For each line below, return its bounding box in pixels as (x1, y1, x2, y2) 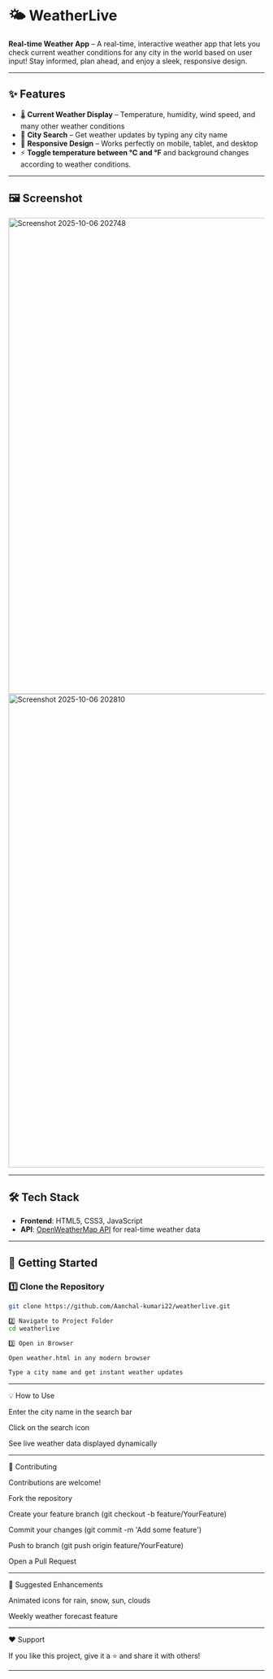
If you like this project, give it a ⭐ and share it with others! (8, 1651, 201, 1661)
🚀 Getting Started (8, 1255, 98, 1269)
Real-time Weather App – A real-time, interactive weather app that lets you (8, 38, 261, 49)
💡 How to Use (8, 1391, 55, 1401)
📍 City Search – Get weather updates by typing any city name (19, 129, 228, 139)
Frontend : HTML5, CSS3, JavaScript (19, 1216, 143, 1226)
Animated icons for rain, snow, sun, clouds (8, 1595, 151, 1606)
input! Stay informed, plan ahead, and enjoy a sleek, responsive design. (8, 56, 248, 66)
